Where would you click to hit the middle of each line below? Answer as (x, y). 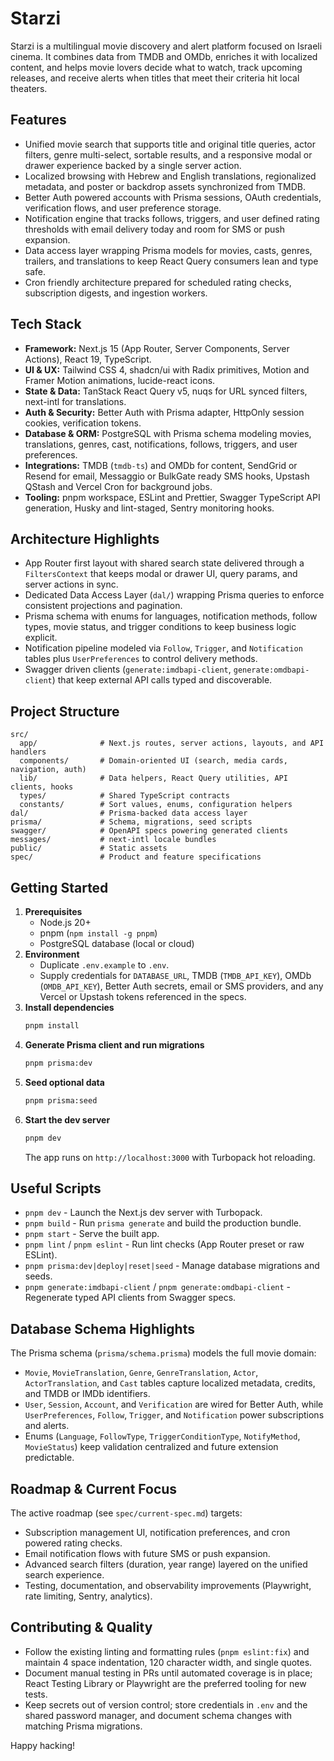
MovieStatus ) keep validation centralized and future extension (151, 1447)
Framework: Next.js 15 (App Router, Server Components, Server (157, 348)
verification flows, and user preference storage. (123, 208)
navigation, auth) (48, 770)
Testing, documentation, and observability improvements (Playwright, (168, 1585)
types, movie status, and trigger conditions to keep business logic (160, 627)
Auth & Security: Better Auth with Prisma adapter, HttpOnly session (164, 412)
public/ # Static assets (89, 848)
